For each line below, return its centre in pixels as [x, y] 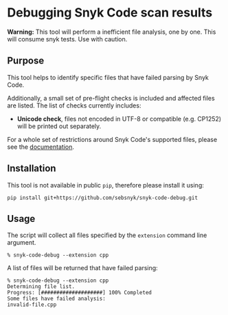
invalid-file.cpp [32, 305]
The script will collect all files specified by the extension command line [107, 235]
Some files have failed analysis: [57, 299]
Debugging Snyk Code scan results [110, 13]
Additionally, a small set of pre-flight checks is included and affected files [111, 98]
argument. [22, 243]
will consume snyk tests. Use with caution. [67, 39]
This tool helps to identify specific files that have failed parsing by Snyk [108, 77]
